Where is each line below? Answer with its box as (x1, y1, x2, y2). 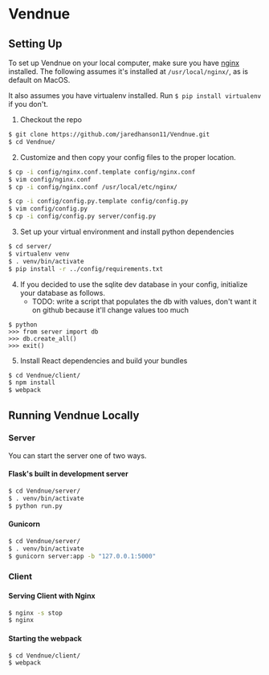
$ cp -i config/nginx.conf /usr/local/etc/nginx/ (8, 182, 178, 191)
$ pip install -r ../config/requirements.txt (8, 264, 163, 273)
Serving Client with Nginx (8, 591, 96, 600)
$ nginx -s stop (8, 608, 63, 617)
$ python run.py (8, 501, 63, 510)
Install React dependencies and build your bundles (19, 355, 188, 366)
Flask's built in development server (8, 469, 128, 479)
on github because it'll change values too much (31, 305, 190, 314)
